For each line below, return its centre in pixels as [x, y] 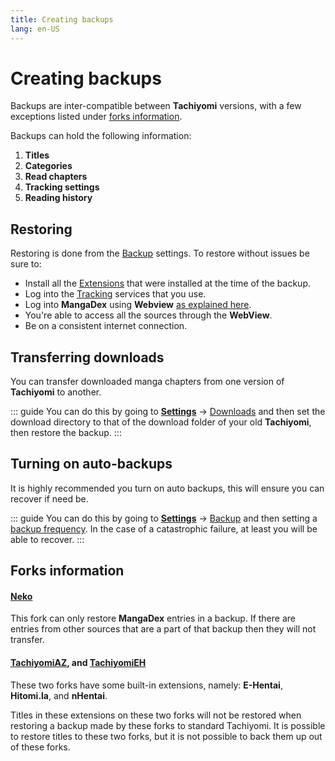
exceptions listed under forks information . [96, 117]
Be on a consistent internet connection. [106, 326]
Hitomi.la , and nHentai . [59, 695]
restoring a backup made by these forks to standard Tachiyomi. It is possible [168, 725]
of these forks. [40, 747]
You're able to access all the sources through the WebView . [148, 315]
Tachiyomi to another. [56, 392]
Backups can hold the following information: [101, 136]
